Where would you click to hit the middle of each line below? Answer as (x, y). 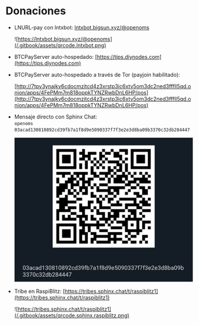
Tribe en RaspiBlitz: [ (40, 291)
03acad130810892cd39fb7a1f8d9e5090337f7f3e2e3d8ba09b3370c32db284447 (102, 130)
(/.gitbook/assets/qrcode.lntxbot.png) (60, 45)
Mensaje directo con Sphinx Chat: (56, 117)
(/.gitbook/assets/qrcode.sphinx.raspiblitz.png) (72, 315)
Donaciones (36, 11)
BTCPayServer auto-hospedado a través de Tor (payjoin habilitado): (97, 74)
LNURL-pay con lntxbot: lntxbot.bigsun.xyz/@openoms (82, 27)
